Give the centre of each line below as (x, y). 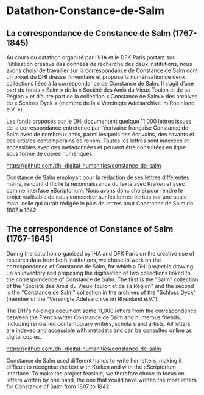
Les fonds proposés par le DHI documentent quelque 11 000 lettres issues (99, 121)
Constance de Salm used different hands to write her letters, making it (94, 360)
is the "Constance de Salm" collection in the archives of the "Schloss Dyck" (101, 292)
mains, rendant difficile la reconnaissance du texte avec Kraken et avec (96, 184)
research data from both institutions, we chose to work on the (84, 260)
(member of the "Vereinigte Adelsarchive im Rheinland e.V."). (83, 299)
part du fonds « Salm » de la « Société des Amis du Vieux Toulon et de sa (98, 90)
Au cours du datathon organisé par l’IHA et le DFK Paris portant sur (90, 57)
